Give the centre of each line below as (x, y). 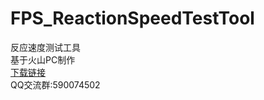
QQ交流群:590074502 (55, 84)
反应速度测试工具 (45, 47)
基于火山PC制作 (43, 59)
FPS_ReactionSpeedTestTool (132, 18)
